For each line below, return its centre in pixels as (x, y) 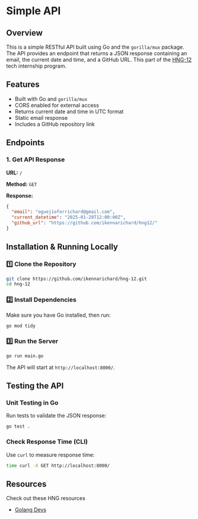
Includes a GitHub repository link (55, 124)
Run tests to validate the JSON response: (56, 416)
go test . (18, 426)
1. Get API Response (36, 160)
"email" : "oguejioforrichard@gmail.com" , (63, 212)
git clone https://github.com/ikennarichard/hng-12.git (76, 279)
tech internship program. (36, 66)
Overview (25, 33)
